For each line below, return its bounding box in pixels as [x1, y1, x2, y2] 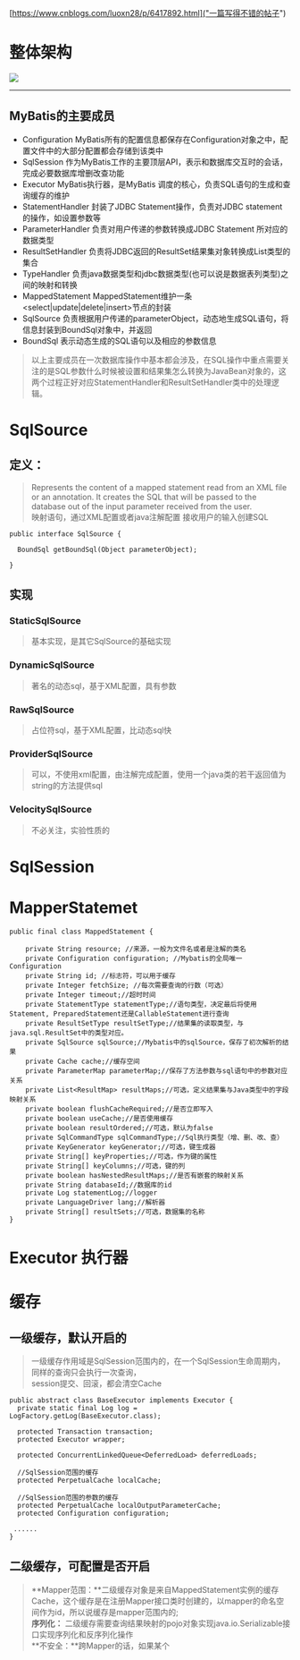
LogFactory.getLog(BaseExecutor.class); [9, 1411, 162, 1420]
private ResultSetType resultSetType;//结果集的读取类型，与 [25, 1018, 244, 1027]
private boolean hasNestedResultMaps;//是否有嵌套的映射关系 [25, 1171, 244, 1179]
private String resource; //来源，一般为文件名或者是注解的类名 [25, 944, 247, 953]
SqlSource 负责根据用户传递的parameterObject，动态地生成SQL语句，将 [21, 312, 289, 324]
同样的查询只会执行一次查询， [30, 1366, 141, 1377]
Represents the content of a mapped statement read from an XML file [30, 481, 287, 492]
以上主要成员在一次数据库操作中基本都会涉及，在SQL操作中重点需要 [30, 354, 282, 365]
